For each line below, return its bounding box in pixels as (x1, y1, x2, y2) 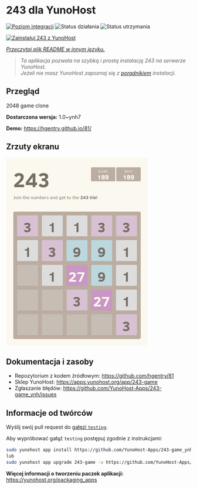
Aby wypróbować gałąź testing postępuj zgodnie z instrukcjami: (6, 435, 162, 442)
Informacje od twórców (6, 408, 93, 418)
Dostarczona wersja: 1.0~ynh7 (6, 113, 81, 120)
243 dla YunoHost (6, 4, 96, 17)
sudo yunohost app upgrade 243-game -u (6, 459, 104, 465)
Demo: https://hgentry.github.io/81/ (6, 124, 92, 132)
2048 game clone (6, 102, 49, 109)
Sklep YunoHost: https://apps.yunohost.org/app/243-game (14, 379, 158, 386)
